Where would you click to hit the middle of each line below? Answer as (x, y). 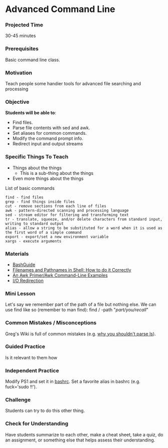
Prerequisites (22, 49)
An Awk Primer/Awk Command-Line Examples (60, 275)
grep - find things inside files (40, 201)
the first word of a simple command (43, 232)
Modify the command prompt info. (48, 138)
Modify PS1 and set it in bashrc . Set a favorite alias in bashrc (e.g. (73, 381)
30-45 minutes (21, 36)
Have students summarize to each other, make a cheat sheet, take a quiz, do (84, 434)
